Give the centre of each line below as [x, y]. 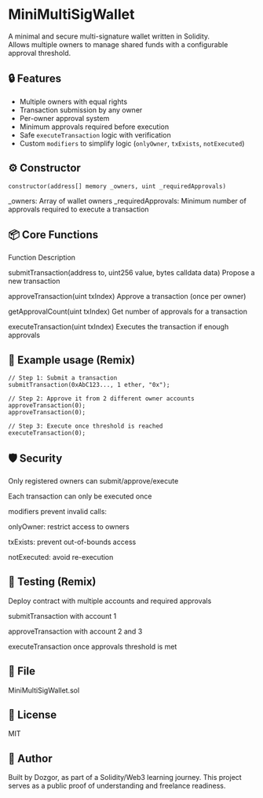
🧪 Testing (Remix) [52, 582]
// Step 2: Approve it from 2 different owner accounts [101, 399]
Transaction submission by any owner [81, 110]
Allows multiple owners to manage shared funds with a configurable [118, 44]
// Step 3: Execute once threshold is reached [86, 426]
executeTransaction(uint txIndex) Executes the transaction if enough [119, 327]
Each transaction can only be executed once [80, 496]
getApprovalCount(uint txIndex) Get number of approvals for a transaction [128, 311]
